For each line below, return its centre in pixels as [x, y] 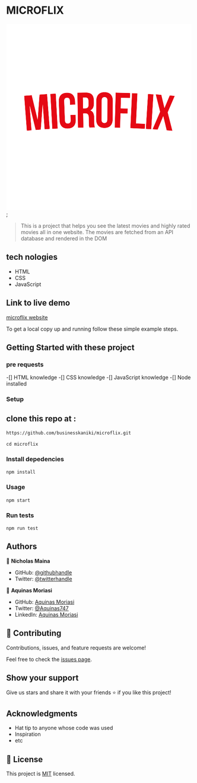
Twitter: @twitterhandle [43, 579]
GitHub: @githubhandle [43, 572]
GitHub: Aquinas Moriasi [45, 602]
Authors [22, 547]
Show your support [42, 678]
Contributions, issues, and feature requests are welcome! [76, 648]
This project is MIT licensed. [41, 773]
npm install [21, 472]
